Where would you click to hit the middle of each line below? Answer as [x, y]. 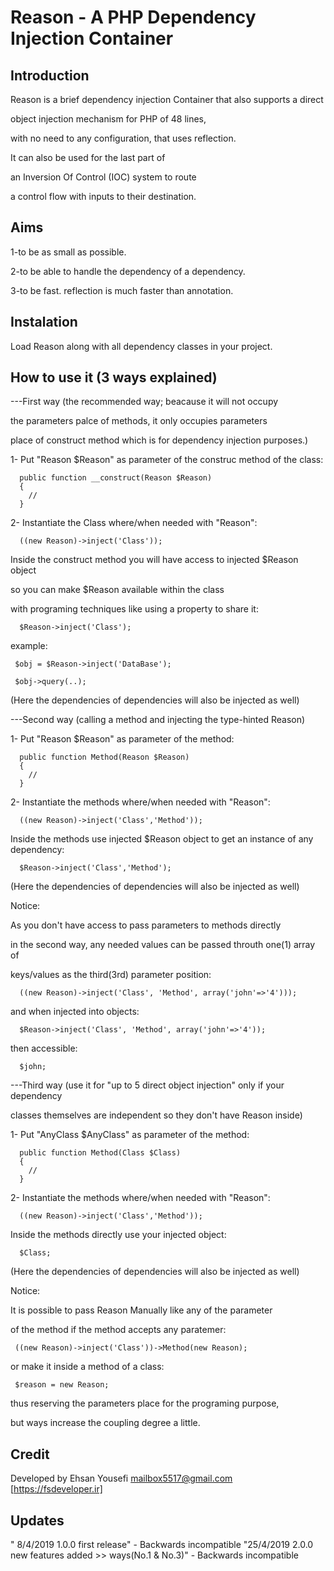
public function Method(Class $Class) [100, 1153]
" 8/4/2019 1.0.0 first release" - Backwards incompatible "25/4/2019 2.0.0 [162, 1545]
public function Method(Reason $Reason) [104, 757]
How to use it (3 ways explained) [114, 377]
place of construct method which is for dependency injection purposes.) [159, 440]
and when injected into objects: [75, 1012]
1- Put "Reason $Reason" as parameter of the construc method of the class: [167, 460]
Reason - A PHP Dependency [133, 17]
